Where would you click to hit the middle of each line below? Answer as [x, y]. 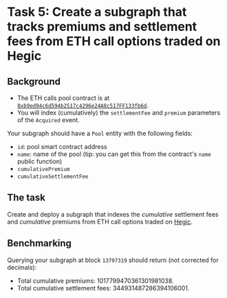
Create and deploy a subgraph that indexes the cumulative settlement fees [113, 214]
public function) [40, 161]
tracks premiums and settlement [102, 27]
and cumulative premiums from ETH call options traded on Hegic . [100, 221]
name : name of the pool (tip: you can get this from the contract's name [114, 154]
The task [26, 198]
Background [34, 81]
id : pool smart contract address [62, 147]
